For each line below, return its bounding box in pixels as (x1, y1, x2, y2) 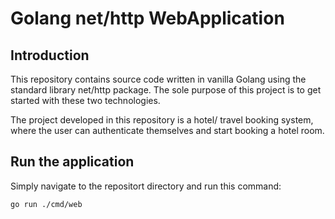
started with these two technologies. (10, 95, 161, 106)
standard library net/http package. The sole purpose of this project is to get (10, 84, 322, 96)
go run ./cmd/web (10, 199, 83, 209)
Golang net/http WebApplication (10, 7, 285, 30)
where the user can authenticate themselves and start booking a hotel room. (10, 125, 325, 136)
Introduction (10, 47, 90, 64)
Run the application (10, 153, 135, 171)
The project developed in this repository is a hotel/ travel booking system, (10, 114, 314, 126)
